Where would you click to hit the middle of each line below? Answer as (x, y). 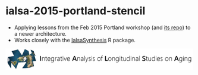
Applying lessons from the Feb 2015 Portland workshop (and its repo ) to (102, 27)
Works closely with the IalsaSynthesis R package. (75, 40)
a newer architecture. (40, 33)
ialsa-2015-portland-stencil (76, 11)
